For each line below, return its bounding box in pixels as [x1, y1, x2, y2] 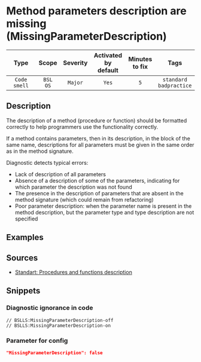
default [98, 66, 118, 74]
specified [14, 215, 38, 222]
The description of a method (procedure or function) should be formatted [6, 116, 187, 124]
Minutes [128, 55, 153, 63]
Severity [63, 59, 88, 67]
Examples [6, 232, 44, 243]
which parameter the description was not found [14, 183, 133, 191]
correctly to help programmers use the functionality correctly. [6, 123, 159, 130]
